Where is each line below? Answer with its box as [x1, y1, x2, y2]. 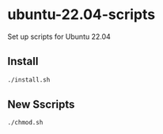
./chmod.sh [7, 119, 44, 127]
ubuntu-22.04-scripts [7, 6, 156, 24]
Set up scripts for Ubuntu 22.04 [7, 32, 112, 41]
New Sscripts [7, 98, 75, 112]
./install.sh [7, 75, 51, 84]
